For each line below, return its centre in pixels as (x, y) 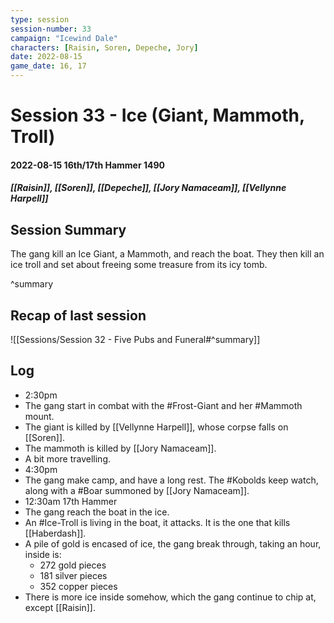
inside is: (43, 554)
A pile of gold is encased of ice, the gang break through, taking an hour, (173, 543)
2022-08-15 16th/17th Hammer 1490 (87, 165)
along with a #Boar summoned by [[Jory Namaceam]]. (137, 490)
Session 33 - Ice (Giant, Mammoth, (157, 115)
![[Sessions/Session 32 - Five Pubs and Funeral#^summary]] (135, 339)
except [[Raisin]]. (60, 607)
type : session (40, 19)
